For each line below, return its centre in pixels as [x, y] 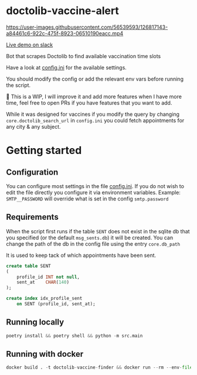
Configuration [32, 172]
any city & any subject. [33, 126]
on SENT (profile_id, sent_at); [56, 304]
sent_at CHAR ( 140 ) [43, 282]
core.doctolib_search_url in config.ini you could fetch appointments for [95, 120]
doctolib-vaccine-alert [62, 11]
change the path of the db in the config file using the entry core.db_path [93, 244]
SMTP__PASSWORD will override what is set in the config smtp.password [87, 199]
